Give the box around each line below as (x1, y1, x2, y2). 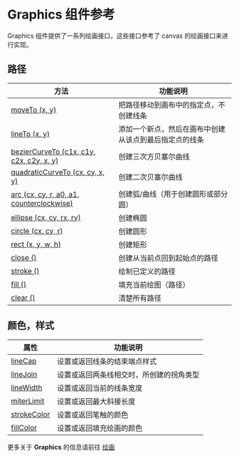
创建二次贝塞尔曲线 (118, 172, 183, 182)
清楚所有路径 (118, 293, 161, 303)
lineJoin (11, 369, 38, 379)
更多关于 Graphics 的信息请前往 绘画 (7, 442, 115, 451)
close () (11, 252, 37, 262)
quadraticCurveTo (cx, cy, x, (11, 167, 105, 177)
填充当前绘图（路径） (118, 279, 190, 289)
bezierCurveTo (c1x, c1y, (11, 147, 96, 157)
